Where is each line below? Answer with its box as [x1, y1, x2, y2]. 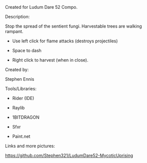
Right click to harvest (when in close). [12, 57, 89, 63]
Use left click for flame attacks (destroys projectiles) [12, 38, 118, 44]
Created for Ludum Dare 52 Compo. [5, 4, 77, 10]
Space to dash [12, 48, 42, 53]
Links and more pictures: [5, 143, 55, 149]
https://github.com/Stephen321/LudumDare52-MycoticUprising [5, 153, 133, 158]
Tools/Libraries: [5, 86, 37, 92]
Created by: [5, 66, 29, 72]
